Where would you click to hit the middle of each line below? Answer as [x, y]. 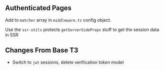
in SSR [12, 35]
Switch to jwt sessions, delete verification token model [68, 62]
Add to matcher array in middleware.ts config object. [58, 20]
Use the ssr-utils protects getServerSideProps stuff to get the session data [82, 30]
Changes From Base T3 [42, 51]
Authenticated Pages [38, 8]
